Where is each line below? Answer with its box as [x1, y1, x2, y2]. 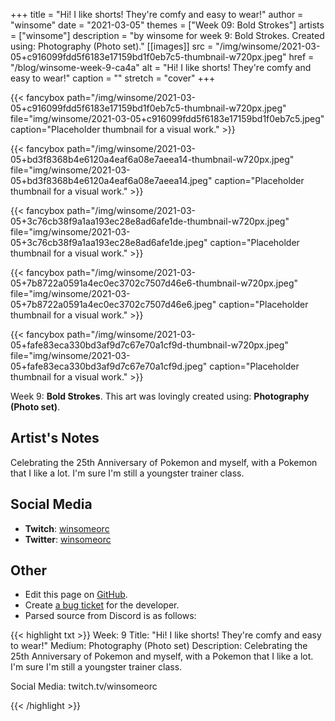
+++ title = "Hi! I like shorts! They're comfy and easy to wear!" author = [10, 9, 304, 20]
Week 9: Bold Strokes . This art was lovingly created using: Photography [10, 390, 310, 402]
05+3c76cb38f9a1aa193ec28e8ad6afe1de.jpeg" [10, 237, 208, 248]
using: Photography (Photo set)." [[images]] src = [10, 40, 214, 52]
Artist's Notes [10, 430, 100, 447]
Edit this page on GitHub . [24, 589, 128, 601]
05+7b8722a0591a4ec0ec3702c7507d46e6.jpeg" [10, 299, 217, 310]
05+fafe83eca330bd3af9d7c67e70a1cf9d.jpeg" [10, 360, 208, 372]
